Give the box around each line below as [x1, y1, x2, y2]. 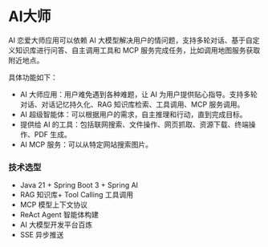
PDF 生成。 [34, 129, 72, 139]
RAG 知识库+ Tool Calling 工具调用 [19, 190, 134, 200]
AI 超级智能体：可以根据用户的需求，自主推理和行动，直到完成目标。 [19, 109, 247, 119]
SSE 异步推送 [19, 230, 64, 240]
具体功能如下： [8, 72, 58, 82]
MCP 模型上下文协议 [19, 200, 88, 209]
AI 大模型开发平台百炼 [19, 220, 93, 229]
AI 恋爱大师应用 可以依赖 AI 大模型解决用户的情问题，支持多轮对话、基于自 [8, 35, 253, 45]
